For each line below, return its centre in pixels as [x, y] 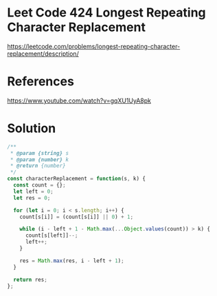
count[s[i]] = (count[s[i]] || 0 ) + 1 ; [77, 217]
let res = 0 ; [32, 198]
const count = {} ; [40, 185]
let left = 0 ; [33, 191]
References [41, 82]
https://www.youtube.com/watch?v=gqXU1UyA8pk [79, 101]
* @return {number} [38, 166]
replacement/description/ [43, 54]
